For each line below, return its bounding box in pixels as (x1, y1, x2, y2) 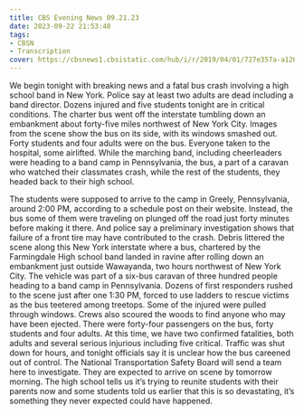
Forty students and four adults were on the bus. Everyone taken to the (9, 137, 271, 148)
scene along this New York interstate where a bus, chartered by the (9, 241, 261, 252)
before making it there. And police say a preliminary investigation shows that (9, 222, 295, 233)
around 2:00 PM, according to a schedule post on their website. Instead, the (9, 203, 293, 213)
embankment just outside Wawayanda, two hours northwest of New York (9, 261, 282, 271)
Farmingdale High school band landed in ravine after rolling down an (9, 251, 264, 262)
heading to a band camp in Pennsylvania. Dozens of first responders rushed (9, 280, 293, 290)
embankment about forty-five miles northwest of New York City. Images (9, 118, 278, 129)
